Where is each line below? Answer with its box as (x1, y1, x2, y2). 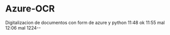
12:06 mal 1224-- (5, 24, 41, 30)
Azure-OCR (5, 3, 55, 14)
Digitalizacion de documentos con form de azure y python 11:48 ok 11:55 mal (5, 19, 165, 25)
